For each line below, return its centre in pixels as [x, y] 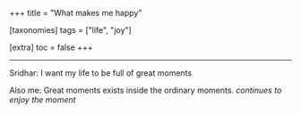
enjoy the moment [43, 100]
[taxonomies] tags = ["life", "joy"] [70, 30]
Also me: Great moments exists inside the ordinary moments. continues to [146, 90]
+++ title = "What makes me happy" [76, 13]
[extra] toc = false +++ [51, 47]
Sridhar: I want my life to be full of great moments [101, 73]
